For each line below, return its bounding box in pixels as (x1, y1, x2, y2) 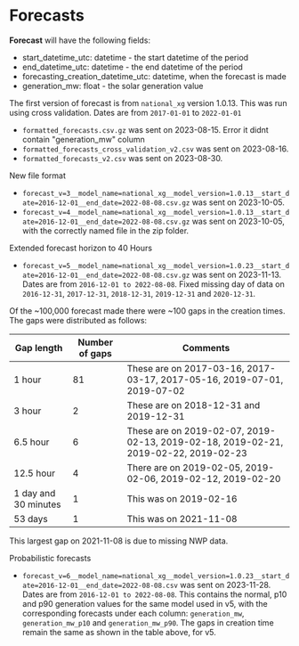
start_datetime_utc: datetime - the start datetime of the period (21, 52, 249, 62)
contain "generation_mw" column (21, 134, 145, 144)
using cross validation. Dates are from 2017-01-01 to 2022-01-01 (9, 107, 242, 118)
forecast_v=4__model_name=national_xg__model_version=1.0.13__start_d (21, 208, 290, 217)
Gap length (14, 341, 63, 354)
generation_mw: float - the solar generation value (21, 80, 204, 91)
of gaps (78, 347, 113, 359)
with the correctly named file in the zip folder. (21, 225, 190, 236)
